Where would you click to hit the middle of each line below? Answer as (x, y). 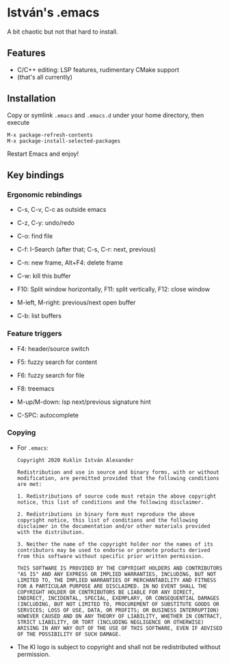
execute (18, 122)
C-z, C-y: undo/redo (46, 223)
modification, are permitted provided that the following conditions (118, 478)
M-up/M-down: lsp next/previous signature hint (84, 402)
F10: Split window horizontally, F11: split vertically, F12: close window (113, 289)
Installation (31, 98)
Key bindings (36, 175)
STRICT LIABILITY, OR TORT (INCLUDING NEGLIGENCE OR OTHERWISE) (110, 622)
